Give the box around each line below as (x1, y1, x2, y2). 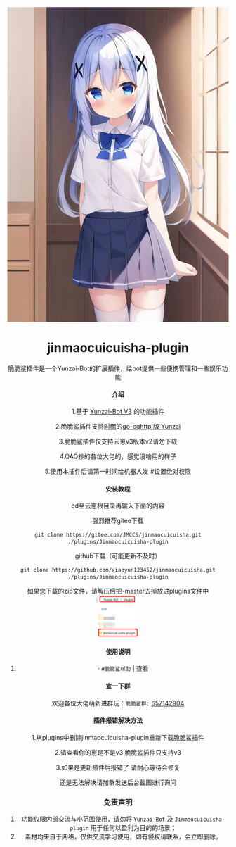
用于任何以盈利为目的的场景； (90, 824, 177, 832)
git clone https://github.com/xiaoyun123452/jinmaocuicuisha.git (20, 567, 216, 574)
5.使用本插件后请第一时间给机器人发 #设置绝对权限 (44, 467, 192, 475)
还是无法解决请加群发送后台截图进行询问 (59, 778, 177, 786)
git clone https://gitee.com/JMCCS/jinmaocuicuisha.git (34, 532, 202, 539)
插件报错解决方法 (93, 716, 143, 724)
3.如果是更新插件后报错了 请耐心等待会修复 (55, 763, 181, 772)
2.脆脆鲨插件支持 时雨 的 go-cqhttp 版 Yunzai (55, 422, 181, 430)
